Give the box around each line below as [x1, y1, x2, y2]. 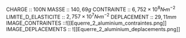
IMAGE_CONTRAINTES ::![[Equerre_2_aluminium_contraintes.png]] [6, 20, 167, 26]
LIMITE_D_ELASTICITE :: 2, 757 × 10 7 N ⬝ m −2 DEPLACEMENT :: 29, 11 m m [6, 12, 177, 20]
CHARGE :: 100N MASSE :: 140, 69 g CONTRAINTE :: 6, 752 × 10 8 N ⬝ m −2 [6, 5, 176, 13]
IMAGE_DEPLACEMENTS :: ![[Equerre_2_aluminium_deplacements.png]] [6, 26, 181, 33]
